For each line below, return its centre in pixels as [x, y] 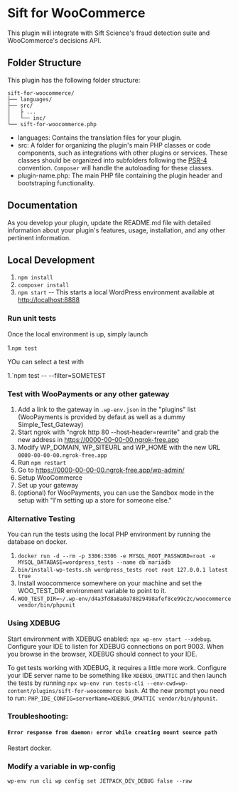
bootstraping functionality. [56, 182]
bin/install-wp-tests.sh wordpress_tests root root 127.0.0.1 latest [123, 570]
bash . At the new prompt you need [175, 690]
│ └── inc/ [27, 118]
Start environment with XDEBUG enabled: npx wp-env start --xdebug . [109, 639]
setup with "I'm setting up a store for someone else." [94, 500]
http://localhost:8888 [49, 300]
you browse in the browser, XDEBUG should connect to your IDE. [102, 654]
